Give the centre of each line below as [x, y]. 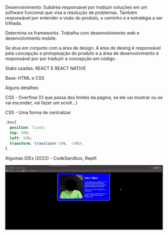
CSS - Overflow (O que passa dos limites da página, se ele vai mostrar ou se [84, 97]
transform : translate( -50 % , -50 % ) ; [47, 143]
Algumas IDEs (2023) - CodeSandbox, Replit [51, 158]
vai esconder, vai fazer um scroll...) [41, 103]
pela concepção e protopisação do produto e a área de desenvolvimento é [82, 53]
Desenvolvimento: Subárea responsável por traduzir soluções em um [76, 7]
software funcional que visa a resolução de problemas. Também [71, 13]
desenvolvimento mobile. [31, 38]
